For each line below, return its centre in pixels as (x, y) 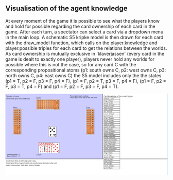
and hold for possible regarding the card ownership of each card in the (80, 26)
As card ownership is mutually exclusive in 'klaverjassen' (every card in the (85, 53)
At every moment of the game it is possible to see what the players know (82, 21)
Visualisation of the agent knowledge (66, 8)
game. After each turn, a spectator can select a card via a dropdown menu (84, 32)
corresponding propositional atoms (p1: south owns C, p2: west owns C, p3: (86, 70)
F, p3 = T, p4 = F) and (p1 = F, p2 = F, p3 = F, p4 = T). (62, 86)
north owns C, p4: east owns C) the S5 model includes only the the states (83, 75)
